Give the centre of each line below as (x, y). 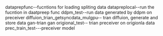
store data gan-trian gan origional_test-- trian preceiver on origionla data (80, 23)
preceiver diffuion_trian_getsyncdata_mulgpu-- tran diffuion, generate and (82, 18)
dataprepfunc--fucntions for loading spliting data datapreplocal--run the (80, 7)
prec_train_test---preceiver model (40, 28)
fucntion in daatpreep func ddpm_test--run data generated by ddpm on (79, 12)
